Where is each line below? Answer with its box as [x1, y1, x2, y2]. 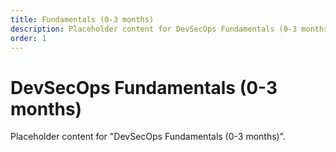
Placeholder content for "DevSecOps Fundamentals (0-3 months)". [10, 131, 287, 143]
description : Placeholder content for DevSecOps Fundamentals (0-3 [10, 24, 298, 34]
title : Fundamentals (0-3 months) [10, 14, 155, 25]
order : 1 [10, 33, 47, 43]
